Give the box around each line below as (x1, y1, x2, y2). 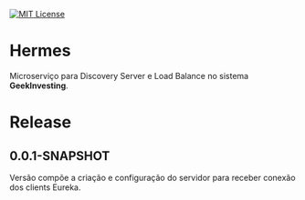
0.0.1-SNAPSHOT (9, 148, 110, 164)
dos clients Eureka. (9, 182, 81, 193)
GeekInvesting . (9, 80, 68, 91)
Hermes (9, 41, 71, 61)
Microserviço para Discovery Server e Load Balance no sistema (9, 70, 249, 81)
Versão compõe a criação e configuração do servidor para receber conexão (9, 172, 296, 183)
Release (9, 112, 71, 133)
